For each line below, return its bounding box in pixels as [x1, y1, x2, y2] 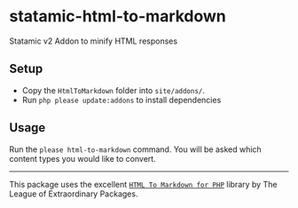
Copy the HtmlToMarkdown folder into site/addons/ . [21, 84, 206, 95]
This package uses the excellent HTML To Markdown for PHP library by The [9, 179, 278, 189]
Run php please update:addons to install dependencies [21, 94, 222, 105]
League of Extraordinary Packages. [9, 188, 138, 199]
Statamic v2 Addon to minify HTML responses [9, 36, 178, 46]
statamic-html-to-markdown [9, 6, 226, 27]
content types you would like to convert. [9, 153, 157, 164]
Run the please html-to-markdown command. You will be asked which [9, 144, 262, 155]
